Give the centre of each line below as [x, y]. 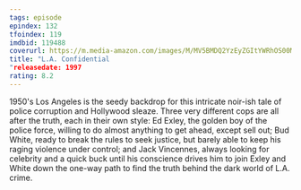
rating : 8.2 [31, 76]
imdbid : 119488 [38, 43]
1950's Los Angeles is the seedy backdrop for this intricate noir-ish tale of [146, 101]
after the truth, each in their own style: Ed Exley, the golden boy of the [138, 120]
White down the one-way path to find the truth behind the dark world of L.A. [150, 168]
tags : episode [36, 17]
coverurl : [28, 51]
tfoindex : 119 [36, 34]
